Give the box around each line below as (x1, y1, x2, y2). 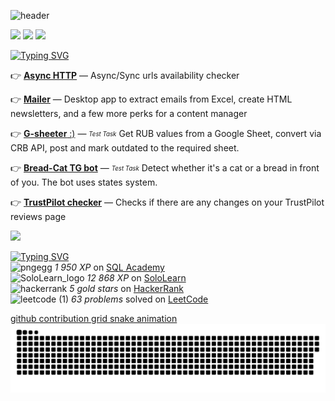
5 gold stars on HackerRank (69, 283, 184, 294)
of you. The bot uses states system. (10, 176, 158, 188)
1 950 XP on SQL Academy (54, 261, 165, 273)
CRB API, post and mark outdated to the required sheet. (10, 142, 240, 154)
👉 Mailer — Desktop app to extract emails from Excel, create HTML (10, 93, 293, 105)
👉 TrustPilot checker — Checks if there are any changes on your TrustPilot (10, 196, 325, 208)
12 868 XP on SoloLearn (86, 272, 187, 284)
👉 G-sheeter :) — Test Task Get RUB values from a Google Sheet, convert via (10, 128, 322, 139)
